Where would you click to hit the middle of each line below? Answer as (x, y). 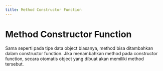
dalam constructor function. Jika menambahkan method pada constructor (81, 53)
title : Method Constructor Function (43, 10)
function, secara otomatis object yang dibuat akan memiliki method (75, 59)
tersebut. (15, 64)
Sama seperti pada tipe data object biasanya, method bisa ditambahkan (79, 48)
